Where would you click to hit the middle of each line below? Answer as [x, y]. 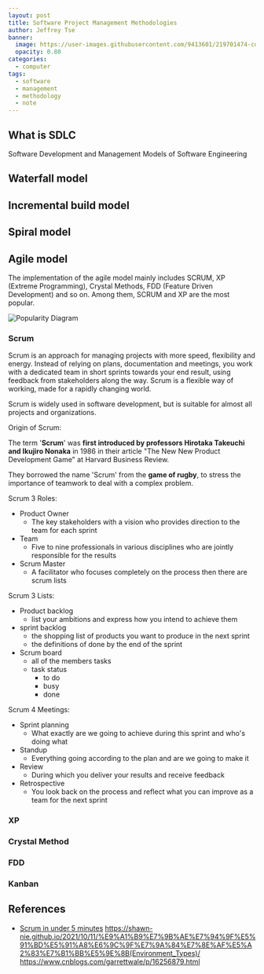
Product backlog [46, 611]
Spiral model [40, 232]
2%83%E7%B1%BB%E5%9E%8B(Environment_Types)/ [110, 953]
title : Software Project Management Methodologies [93, 23]
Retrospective [42, 784]
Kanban [24, 884]
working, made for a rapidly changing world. [80, 389]
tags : [17, 74]
